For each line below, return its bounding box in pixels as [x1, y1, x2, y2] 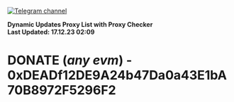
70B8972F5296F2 [7, 82, 116, 98]
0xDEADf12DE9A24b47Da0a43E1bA [7, 68, 227, 84]
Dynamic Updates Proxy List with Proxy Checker [7, 20, 153, 28]
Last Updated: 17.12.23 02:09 [7, 28, 95, 36]
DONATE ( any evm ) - [7, 53, 133, 68]
